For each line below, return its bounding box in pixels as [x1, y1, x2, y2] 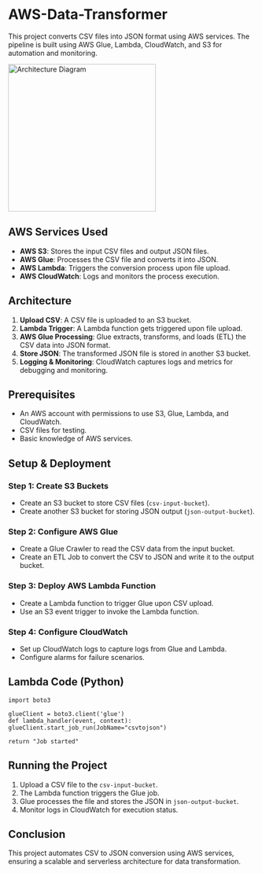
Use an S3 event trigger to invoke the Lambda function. [19, 607, 199, 616]
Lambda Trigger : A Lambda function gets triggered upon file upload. [19, 323, 243, 333]
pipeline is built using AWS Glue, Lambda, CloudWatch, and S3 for [8, 39, 223, 49]
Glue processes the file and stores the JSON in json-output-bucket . [19, 796, 239, 806]
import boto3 [8, 696, 51, 704]
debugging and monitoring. [19, 365, 109, 374]
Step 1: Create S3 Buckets [8, 480, 109, 491]
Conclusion [8, 828, 66, 841]
